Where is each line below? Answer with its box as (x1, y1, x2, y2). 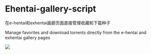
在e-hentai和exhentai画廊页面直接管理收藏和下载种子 (5, 20, 111, 26)
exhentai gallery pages (5, 35, 51, 40)
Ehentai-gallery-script (5, 3, 96, 14)
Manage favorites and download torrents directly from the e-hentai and (5, 29, 147, 35)
